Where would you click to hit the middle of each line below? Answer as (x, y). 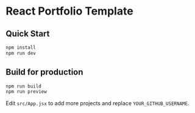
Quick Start (28, 34)
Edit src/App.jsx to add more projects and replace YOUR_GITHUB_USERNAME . (97, 103)
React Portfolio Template (69, 11)
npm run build (24, 86)
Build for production (44, 72)
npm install (21, 47)
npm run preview (26, 92)
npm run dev (21, 53)
